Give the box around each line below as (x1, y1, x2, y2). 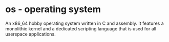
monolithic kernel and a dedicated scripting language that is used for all (5, 25, 157, 31)
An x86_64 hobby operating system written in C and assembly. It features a (5, 20, 164, 26)
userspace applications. (5, 31, 56, 37)
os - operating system (5, 4, 101, 15)
